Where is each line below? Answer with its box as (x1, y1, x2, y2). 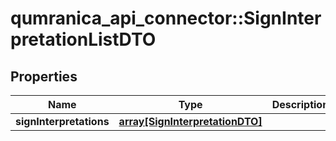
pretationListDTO (10, 28, 157, 51)
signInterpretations (15, 115, 110, 128)
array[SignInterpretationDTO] (118, 115, 263, 128)
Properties (10, 68, 78, 85)
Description (271, 98, 330, 111)
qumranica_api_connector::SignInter (10, 7, 322, 30)
